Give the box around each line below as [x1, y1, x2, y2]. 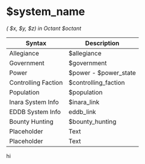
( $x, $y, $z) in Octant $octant [6, 25, 82, 32]
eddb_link [68, 108, 96, 116]
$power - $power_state [68, 68, 137, 77]
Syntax [25, 38, 47, 47]
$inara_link [68, 98, 100, 106]
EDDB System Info [9, 108, 61, 116]
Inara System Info [9, 98, 59, 106]
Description [85, 38, 120, 47]
